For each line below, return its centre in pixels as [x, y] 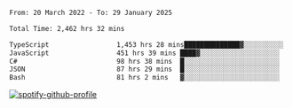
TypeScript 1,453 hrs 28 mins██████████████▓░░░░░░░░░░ [146, 44]
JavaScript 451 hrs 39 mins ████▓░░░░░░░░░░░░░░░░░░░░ [144, 53]
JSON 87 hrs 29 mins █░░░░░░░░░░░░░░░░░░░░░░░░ [144, 69]
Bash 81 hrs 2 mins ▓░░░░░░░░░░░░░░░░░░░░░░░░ [144, 78]
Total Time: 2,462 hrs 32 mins [67, 28]
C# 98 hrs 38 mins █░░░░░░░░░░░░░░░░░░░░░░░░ [144, 61]
